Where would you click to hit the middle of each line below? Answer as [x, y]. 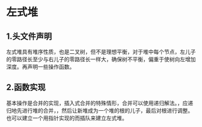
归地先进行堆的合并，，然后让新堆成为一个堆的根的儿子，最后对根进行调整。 [100, 110]
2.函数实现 [26, 87]
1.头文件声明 [29, 36]
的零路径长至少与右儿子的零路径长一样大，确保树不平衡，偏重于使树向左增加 [101, 59]
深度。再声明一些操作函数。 [41, 67]
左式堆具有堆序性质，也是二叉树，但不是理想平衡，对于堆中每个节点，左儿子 [101, 52]
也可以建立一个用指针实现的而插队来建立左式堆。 [67, 118]
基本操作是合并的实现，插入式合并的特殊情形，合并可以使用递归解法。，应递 [100, 103]
